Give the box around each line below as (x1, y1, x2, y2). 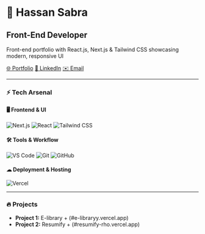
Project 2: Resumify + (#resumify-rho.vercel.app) (15, 221, 140, 228)
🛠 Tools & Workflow (6, 136, 59, 143)
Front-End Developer (6, 30, 87, 40)
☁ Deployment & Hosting (6, 166, 71, 173)
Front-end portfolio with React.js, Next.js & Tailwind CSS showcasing (6, 46, 179, 53)
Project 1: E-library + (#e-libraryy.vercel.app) (15, 214, 129, 221)
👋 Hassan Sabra (6, 5, 88, 19)
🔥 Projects (6, 200, 38, 209)
